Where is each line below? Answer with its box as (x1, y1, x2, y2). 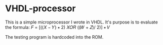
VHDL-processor (5, 3, 76, 14)
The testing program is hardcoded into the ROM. (5, 34, 104, 40)
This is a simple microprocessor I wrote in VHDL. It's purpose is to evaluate (5, 19, 158, 25)
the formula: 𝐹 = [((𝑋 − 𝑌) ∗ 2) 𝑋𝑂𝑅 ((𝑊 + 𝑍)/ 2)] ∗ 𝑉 (5, 24, 110, 30)
